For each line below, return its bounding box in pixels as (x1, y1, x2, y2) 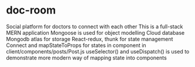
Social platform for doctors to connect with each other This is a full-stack (6, 23, 183, 30)
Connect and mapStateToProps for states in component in (6, 42, 147, 49)
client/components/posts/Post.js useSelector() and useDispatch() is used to (6, 48, 190, 55)
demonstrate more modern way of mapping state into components (6, 54, 167, 61)
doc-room (6, 4, 56, 17)
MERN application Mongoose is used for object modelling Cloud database (6, 29, 185, 36)
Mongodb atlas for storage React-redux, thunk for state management (6, 35, 173, 42)
